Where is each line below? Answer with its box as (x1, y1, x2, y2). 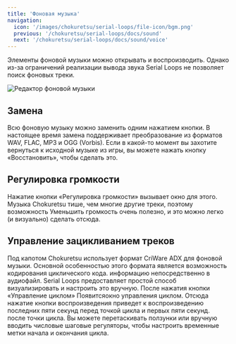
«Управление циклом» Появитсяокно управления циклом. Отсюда (7, 291, 209, 300)
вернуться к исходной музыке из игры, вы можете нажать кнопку (7, 146, 206, 154)
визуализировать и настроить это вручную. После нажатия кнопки (7, 284, 210, 292)
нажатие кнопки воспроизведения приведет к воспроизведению (7, 298, 204, 307)
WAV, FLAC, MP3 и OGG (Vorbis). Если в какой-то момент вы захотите (7, 138, 217, 146)
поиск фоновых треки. (7, 71, 75, 79)
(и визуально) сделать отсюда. (7, 215, 101, 223)
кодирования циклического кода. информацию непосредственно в (7, 269, 211, 277)
